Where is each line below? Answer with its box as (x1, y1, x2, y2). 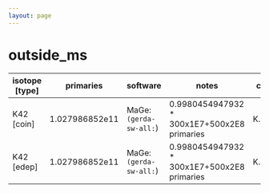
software (126, 80, 162, 91)
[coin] (12, 118, 35, 129)
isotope (12, 75, 42, 86)
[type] (14, 85, 40, 96)
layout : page (8, 11, 52, 20)
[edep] (12, 161, 38, 172)
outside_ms (8, 45, 88, 64)
